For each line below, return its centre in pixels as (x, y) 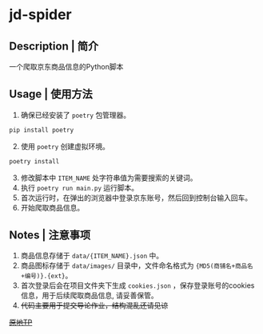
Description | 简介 (54, 46)
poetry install (34, 161)
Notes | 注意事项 (50, 235)
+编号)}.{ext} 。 (46, 276)
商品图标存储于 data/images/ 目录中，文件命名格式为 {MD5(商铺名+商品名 (137, 265)
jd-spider (40, 15)
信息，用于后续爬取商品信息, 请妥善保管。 (89, 296)
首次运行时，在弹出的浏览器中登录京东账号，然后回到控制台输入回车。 (136, 198)
